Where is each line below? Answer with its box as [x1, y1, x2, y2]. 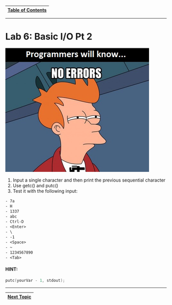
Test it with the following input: [12, 188, 78, 194]
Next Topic [7, 294, 32, 300]
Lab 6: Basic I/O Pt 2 [5, 31, 93, 43]
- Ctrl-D [5, 219, 24, 224]
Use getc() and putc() [12, 182, 59, 188]
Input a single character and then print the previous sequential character [12, 177, 166, 183]
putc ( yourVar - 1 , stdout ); [5, 278, 66, 283]
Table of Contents [7, 7, 47, 13]
